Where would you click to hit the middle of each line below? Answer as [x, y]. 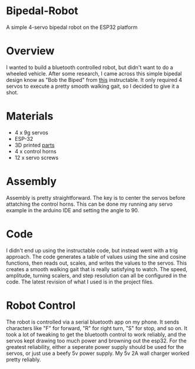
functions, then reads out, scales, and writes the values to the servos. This [97, 263]
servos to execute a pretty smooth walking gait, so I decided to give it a [93, 86]
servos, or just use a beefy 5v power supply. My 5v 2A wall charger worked [98, 353]
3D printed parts [34, 145]
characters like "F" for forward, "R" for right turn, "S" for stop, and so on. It [97, 328]
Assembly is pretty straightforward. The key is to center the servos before [96, 197]
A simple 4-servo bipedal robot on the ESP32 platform [72, 27]
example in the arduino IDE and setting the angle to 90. [73, 210]
